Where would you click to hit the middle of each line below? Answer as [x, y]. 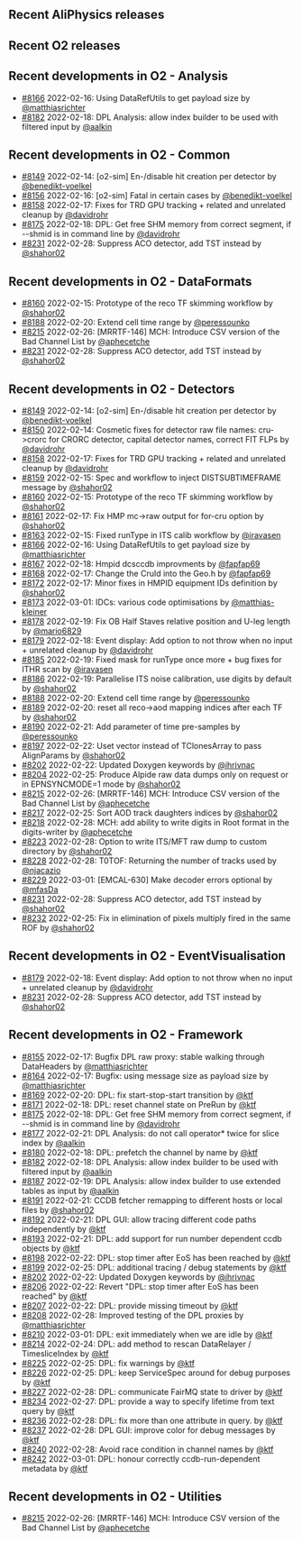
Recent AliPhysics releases [87, 15]
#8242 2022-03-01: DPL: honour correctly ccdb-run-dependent [141, 1458]
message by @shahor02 [67, 488]
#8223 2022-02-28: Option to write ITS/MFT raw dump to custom [144, 842]
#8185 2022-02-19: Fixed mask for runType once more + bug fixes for [151, 660]
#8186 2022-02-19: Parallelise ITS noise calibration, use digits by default [156, 679]
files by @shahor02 [58, 1209]
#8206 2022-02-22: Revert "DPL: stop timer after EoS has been [140, 1286]
